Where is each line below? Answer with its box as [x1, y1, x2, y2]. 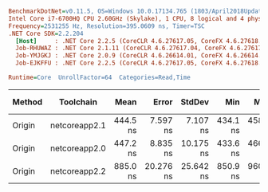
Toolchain [58, 96, 98, 108]
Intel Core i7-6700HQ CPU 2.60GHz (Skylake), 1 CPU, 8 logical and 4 [8, 14, 245, 22]
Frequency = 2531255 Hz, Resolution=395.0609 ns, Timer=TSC [8, 22, 205, 30]
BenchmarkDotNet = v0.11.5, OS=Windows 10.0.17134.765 [8, 7, 187, 15]
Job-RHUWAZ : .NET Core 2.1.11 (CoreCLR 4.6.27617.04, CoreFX [15, 45, 227, 53]
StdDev [180, 96, 210, 108]
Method [12, 96, 43, 108]
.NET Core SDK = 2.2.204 [8, 29, 84, 37]
